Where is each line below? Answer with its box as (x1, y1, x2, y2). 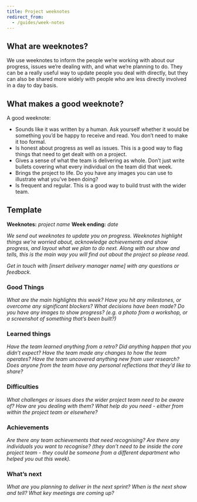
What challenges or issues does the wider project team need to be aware (6, 396, 184, 403)
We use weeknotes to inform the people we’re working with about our (6, 57, 175, 64)
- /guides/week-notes (12, 19, 65, 25)
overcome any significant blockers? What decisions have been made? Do (6, 303, 185, 310)
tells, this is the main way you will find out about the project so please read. (6, 251, 189, 258)
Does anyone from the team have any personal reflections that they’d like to (6, 362, 191, 369)
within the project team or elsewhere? (6, 409, 98, 416)
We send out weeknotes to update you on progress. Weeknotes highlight (6, 232, 182, 239)
